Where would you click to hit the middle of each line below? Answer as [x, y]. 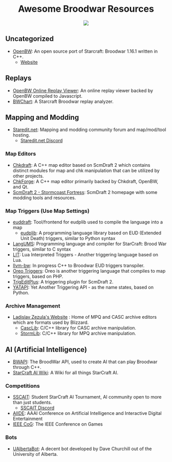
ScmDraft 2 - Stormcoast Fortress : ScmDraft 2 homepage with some [85, 192]
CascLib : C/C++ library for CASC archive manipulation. [78, 328]
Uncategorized [30, 39]
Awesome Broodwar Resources [86, 9]
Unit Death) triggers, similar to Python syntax [68, 238]
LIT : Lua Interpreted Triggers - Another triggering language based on [85, 254]
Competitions [23, 386]
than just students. [32, 403]
